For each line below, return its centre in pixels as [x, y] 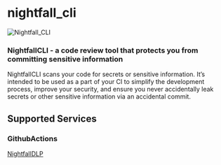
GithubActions [33, 138]
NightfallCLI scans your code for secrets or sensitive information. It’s [106, 74]
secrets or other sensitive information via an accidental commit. [99, 96]
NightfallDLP [25, 153]
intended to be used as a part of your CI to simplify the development [106, 82]
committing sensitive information [65, 59]
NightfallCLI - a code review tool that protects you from [103, 50]
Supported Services [52, 119]
